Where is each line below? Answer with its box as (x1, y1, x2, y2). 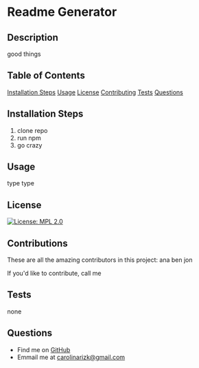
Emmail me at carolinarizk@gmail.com (16, 353, 126, 361)
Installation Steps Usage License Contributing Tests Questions (7, 88, 183, 96)
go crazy (16, 141, 43, 149)
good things (7, 50, 41, 58)
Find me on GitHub (16, 345, 71, 354)
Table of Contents (7, 70, 86, 81)
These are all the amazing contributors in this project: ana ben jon (7, 256, 193, 264)
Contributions (7, 237, 68, 249)
